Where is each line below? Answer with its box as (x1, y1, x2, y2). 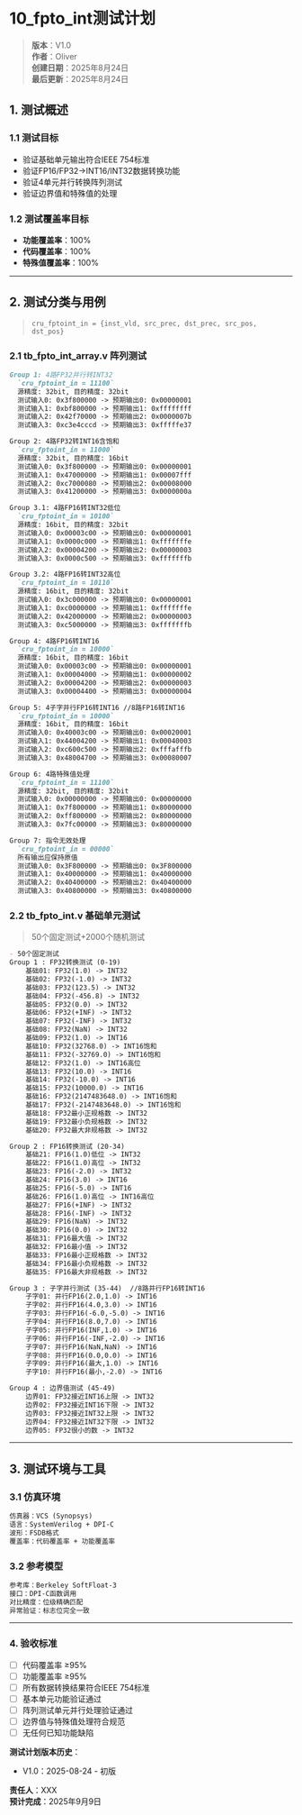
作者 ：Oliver (31, 50, 78, 61)
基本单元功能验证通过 (22, 1693, 102, 1704)
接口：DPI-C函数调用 (9, 1589, 77, 1598)
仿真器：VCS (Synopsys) (9, 1511, 93, 1521)
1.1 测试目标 (9, 132, 59, 144)
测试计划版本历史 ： (9, 1747, 81, 1757)
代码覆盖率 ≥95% (22, 1659, 87, 1670)
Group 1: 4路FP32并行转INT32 (9, 370, 113, 379)
